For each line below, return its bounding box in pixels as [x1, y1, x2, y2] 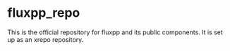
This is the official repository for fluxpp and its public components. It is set [7, 28, 224, 36]
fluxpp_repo [7, 5, 80, 21]
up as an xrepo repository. [7, 35, 84, 43]
